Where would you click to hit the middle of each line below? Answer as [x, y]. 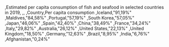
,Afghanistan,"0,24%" [27, 39]
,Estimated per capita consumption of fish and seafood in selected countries [84, 7]
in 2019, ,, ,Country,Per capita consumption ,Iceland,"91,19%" [68, 12]
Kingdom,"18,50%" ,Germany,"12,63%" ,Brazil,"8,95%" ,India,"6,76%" [77, 34]
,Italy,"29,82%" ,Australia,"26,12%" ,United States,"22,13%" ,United [74, 28]
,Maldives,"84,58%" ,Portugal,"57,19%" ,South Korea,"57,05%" [70, 18]
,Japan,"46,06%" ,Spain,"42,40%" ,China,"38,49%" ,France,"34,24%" [78, 23]
